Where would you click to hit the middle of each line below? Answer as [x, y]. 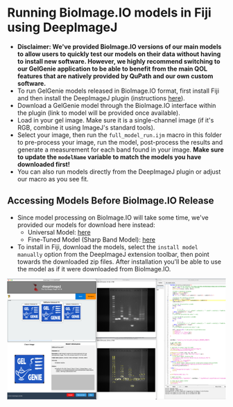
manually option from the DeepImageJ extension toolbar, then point [113, 254]
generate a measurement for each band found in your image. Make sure [120, 150]
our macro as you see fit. [53, 179]
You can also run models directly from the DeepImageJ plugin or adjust [119, 172]
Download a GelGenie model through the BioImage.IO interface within [116, 105]
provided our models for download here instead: [86, 225]
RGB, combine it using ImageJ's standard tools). [86, 127]
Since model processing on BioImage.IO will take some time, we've [113, 217]
